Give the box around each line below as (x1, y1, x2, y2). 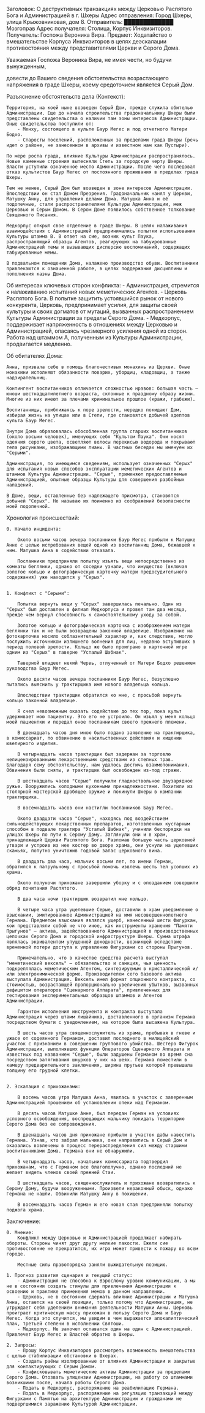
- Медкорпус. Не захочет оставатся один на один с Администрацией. (17, 1326, 193, 1332)
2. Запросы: (6, 1342, 37, 1348)
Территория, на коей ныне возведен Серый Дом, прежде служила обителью (6, 105, 193, 111)
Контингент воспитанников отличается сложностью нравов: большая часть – (6, 385, 199, 392)
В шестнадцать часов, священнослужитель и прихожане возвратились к (17, 1180, 196, 1186)
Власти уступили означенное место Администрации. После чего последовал (6, 164, 196, 170)
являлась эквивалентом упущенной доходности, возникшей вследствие (6, 939, 182, 945)
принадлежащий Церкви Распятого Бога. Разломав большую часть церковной (6, 837, 196, 843)
